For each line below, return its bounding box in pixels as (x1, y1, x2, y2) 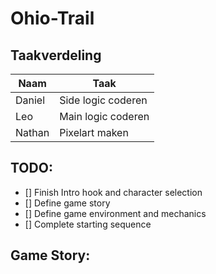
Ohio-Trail (10, 7, 95, 30)
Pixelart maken (59, 126, 129, 139)
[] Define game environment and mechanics (24, 207, 207, 219)
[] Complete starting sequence (24, 218, 152, 230)
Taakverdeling (10, 47, 102, 64)
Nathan (15, 126, 50, 139)
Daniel (15, 93, 46, 107)
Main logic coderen (59, 110, 150, 123)
